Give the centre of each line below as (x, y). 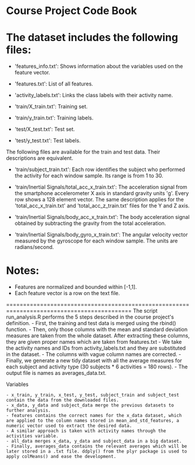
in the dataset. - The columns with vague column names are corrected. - (94, 354)
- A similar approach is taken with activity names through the (86, 431)
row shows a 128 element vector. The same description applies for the (99, 200)
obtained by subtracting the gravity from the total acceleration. (90, 223)
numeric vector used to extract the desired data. (69, 426)
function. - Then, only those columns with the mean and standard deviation (97, 330)
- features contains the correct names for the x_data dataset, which (94, 416)
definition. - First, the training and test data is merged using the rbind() (91, 323)
